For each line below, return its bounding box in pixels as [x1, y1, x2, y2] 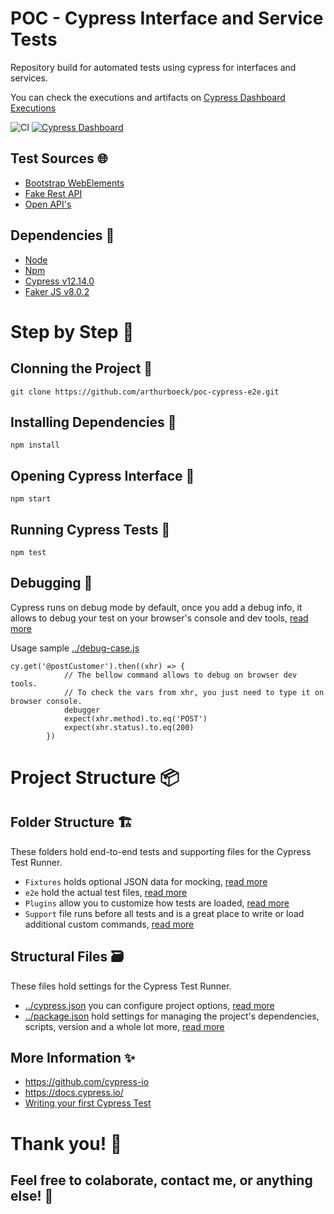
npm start [10, 494, 52, 504]
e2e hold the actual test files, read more [24, 886, 188, 898]
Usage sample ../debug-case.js [10, 642, 140, 654]
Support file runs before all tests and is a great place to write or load [24, 907, 305, 919]
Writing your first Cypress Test [24, 1097, 152, 1109]
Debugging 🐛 [10, 575, 93, 592]
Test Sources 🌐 [10, 150, 108, 167]
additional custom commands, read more [24, 918, 195, 930]
